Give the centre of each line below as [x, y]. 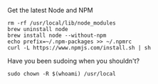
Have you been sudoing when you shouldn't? [74, 61]
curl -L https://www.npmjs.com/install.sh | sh [79, 48]
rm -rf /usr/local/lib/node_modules [62, 23]
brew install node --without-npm [57, 35]
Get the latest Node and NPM [51, 10]
